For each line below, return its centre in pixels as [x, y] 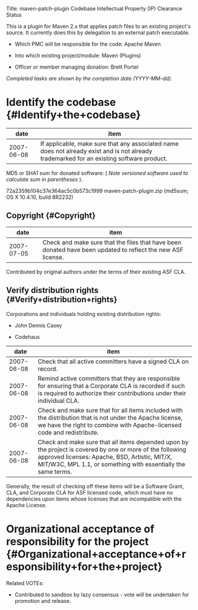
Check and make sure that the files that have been [112, 242]
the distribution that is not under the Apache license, [110, 418]
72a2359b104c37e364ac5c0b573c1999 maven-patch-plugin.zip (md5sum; [97, 191]
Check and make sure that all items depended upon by [113, 442]
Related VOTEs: [25, 583]
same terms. [55, 472]
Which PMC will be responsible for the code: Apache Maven [88, 44]
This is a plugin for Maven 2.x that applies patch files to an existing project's [98, 26]
